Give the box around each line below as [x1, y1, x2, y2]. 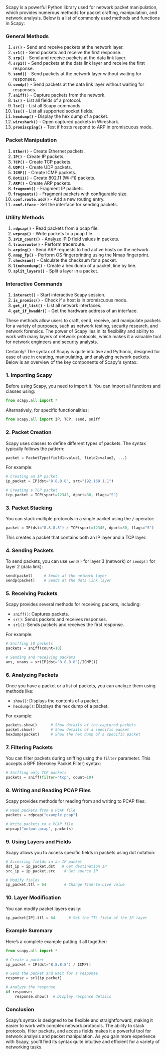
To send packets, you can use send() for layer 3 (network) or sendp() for [6, 558, 155, 564]
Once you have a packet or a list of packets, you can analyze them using [6, 683, 156, 689]
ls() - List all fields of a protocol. [13, 97, 82, 103]
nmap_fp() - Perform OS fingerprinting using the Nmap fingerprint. [13, 252, 150, 258]
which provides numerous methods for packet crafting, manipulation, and [6, 10, 157, 16]
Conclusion [6, 1006, 35, 1013]
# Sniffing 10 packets [6, 641, 53, 646]
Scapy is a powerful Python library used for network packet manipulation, [6, 5, 158, 10]
